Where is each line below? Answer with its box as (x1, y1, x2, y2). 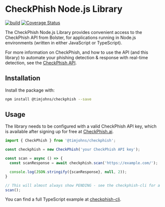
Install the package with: (5, 87, 55, 93)
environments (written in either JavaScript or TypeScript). (5, 39, 123, 45)
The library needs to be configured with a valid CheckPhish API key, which (5, 123, 157, 129)
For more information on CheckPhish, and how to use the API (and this (5, 49, 148, 55)
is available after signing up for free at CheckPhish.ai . (5, 129, 114, 135)
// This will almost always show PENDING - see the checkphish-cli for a (5, 183, 161, 188)
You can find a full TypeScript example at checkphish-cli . (5, 196, 122, 203)
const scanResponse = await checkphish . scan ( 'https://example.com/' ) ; (9, 161, 158, 166)
